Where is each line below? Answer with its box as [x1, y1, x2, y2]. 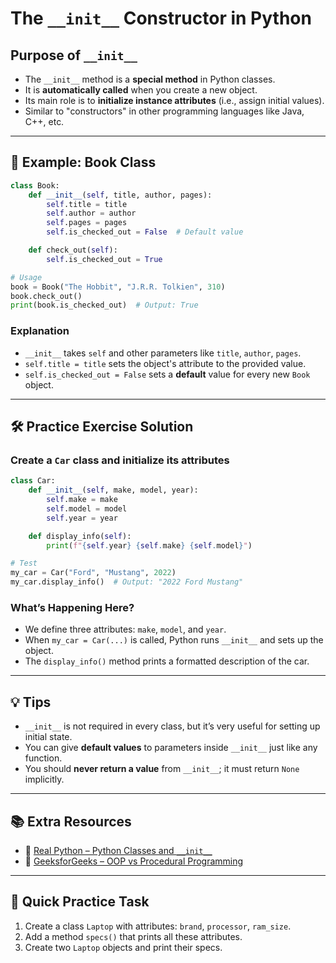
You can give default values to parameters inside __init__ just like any [24, 742, 318, 754]
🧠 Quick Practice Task [10, 893, 150, 911]
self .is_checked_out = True [46, 254, 163, 264]
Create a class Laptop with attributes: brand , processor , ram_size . [24, 920, 292, 932]
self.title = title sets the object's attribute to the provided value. [24, 357, 307, 369]
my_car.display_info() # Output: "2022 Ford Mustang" [10, 577, 244, 587]
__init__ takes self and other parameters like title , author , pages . [24, 347, 302, 359]
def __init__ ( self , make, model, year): [28, 485, 199, 496]
